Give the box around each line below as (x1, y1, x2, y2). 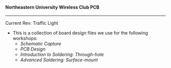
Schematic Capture (20, 41, 62, 47)
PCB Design (20, 46, 46, 52)
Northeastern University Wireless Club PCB (5, 4, 100, 10)
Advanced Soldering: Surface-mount (20, 57, 98, 63)
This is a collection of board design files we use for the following (12, 30, 149, 36)
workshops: (12, 36, 38, 42)
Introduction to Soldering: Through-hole (20, 51, 104, 58)
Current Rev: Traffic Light (5, 20, 59, 26)
